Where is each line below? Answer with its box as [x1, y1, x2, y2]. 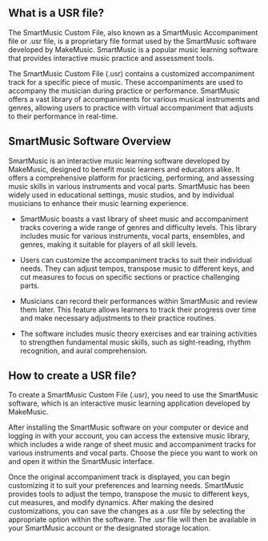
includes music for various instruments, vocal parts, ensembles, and [19, 231, 246, 240]
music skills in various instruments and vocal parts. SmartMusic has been [8, 181, 250, 191]
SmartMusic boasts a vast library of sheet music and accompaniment [19, 214, 249, 224]
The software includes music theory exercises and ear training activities [19, 329, 258, 338]
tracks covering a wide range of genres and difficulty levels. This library [19, 222, 258, 232]
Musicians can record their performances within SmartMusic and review [19, 296, 258, 305]
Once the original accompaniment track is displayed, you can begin [8, 472, 230, 482]
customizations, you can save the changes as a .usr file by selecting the [8, 507, 246, 516]
